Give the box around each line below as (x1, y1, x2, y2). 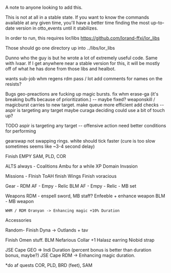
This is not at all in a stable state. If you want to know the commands (5, 14, 150, 20)
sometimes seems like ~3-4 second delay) (5, 143, 95, 149)
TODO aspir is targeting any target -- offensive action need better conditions (5, 123, 166, 128)
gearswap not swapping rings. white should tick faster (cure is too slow (5, 138, 156, 144)
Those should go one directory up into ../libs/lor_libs (5, 45, 115, 51)
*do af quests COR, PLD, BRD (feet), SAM (5, 262, 93, 268)
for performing (5, 128, 36, 134)
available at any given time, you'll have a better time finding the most (5, 20, 150, 26)
